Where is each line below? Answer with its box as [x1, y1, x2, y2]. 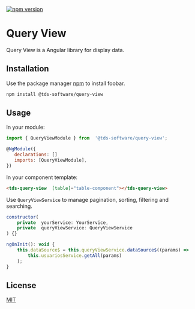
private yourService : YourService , [17, 219, 109, 226]
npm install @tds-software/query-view [6, 91, 103, 97]
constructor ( [6, 214, 39, 220]
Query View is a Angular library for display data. [6, 46, 125, 53]
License [6, 280, 37, 290]
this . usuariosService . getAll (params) [28, 252, 122, 259]
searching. [6, 202, 33, 210]
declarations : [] [14, 152, 58, 158]
